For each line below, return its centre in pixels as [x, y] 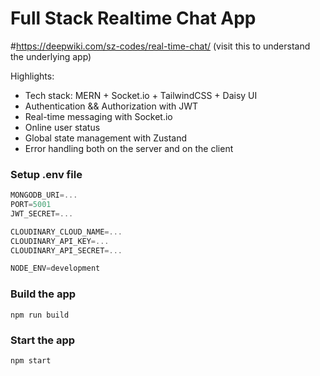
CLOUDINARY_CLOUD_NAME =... [66, 232]
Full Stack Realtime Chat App [133, 18]
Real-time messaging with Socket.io [98, 116]
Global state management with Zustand [106, 138]
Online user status [62, 127]
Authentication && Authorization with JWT [111, 106]
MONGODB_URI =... [44, 195]
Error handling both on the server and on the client [129, 148]
